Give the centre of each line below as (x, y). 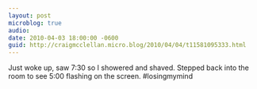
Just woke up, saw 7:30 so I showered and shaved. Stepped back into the (129, 68)
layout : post (30, 15)
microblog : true (35, 23)
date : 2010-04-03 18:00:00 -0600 (63, 38)
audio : (19, 30)
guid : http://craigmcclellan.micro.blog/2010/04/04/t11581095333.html (127, 45)
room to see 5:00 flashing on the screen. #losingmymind (100, 76)
